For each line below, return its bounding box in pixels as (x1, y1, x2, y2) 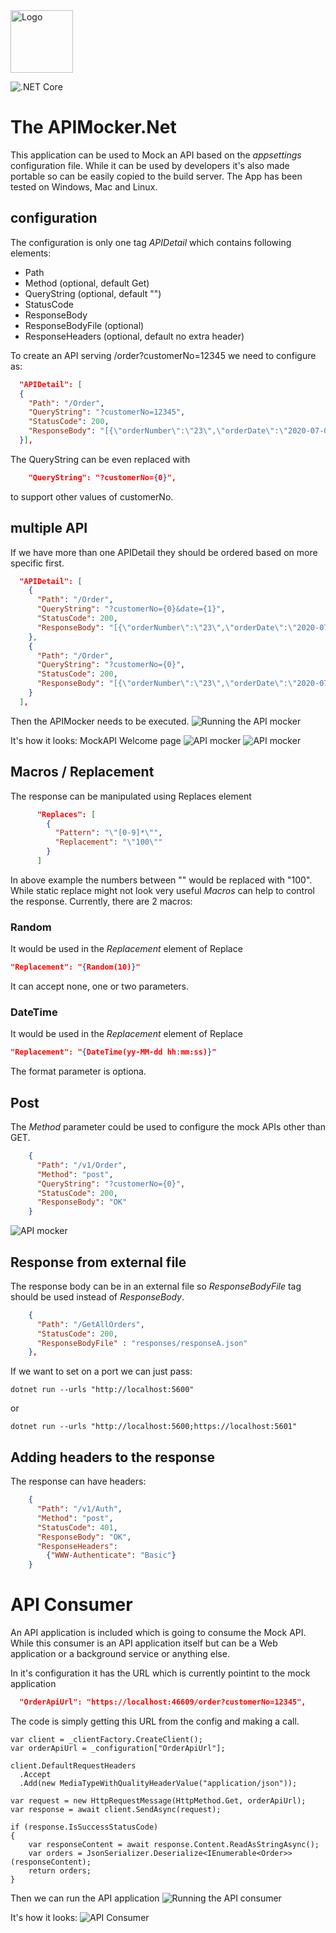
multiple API (10, 520, 88, 537)
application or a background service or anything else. (10, 1648, 230, 1660)
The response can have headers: (10, 1475, 147, 1488)
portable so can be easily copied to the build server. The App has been (10, 170, 303, 182)
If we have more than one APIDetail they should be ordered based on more (10, 546, 318, 558)
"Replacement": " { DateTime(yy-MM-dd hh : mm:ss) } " (10, 1047, 217, 1058)
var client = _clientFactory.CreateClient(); (10, 1734, 203, 1744)
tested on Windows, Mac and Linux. (10, 180, 158, 193)
